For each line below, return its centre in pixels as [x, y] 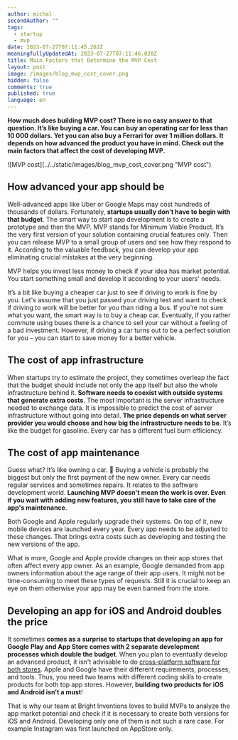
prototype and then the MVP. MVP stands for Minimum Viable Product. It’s [116, 227]
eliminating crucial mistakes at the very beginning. [81, 257]
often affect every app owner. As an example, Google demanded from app [116, 566]
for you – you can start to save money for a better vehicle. [92, 338]
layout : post [27, 67]
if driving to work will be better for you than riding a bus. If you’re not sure [115, 307]
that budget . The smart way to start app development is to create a [106, 219]
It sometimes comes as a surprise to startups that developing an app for [115, 639]
